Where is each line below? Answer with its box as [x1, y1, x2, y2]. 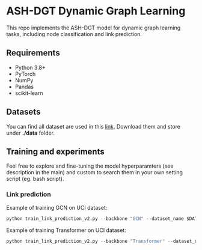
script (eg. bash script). [6, 175, 64, 183]
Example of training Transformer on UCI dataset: [6, 227, 126, 234]
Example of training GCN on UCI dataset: [6, 204, 108, 211]
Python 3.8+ [14, 64, 46, 71]
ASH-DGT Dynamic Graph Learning [6, 4, 186, 18]
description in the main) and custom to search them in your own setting [6, 169, 183, 176]
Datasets [6, 107, 41, 117]
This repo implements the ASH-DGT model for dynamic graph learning [6, 24, 181, 31]
